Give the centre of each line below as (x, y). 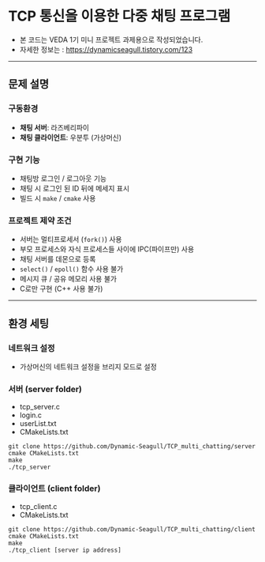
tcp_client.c (38, 506)
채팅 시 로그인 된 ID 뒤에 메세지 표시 (75, 188)
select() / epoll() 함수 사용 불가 (71, 269)
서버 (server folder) (45, 389)
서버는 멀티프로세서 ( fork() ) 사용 (71, 240)
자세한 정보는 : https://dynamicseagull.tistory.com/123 (106, 49)
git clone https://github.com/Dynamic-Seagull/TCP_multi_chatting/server (132, 447)
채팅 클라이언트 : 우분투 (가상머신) (71, 137)
